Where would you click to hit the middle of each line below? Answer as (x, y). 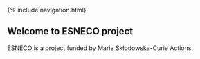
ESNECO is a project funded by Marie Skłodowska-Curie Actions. (100, 48)
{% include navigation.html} (47, 10)
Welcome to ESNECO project (70, 31)
